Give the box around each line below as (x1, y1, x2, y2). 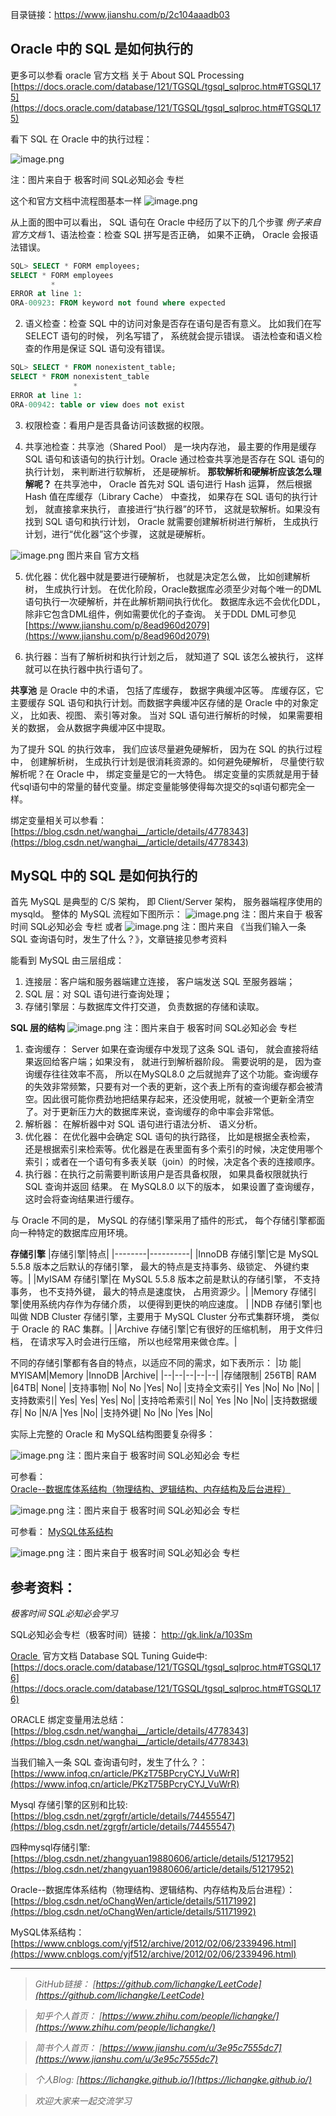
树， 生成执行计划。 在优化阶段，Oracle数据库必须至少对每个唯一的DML (24, 583, 322, 595)
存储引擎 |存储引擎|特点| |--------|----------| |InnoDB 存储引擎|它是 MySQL (10, 1248, 319, 1260)
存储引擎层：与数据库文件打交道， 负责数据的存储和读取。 (24, 1001, 265, 1013)
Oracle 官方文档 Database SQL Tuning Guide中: (10, 1650, 208, 1662)
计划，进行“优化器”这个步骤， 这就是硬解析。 (24, 528, 212, 540)
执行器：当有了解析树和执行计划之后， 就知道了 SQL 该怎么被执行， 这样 (24, 650, 325, 662)
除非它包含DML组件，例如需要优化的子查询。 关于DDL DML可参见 (24, 608, 297, 620)
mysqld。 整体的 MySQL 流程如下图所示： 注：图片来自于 (10, 908, 303, 920)
